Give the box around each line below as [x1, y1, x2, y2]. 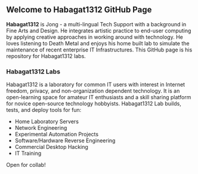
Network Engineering [14, 124, 67, 132]
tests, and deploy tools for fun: [6, 106, 82, 114]
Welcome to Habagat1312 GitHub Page [6, 5, 152, 15]
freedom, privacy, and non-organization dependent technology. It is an [6, 87, 180, 94]
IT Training [14, 149, 42, 157]
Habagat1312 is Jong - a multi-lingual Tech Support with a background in [6, 20, 187, 28]
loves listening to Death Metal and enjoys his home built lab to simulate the [6, 39, 190, 47]
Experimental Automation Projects [14, 131, 99, 138]
